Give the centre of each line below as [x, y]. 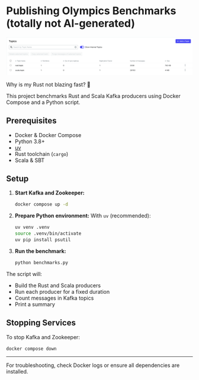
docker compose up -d [41, 204]
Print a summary [35, 304]
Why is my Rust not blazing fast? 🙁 [48, 85]
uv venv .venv [32, 228]
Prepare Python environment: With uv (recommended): [83, 216]
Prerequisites [31, 121]
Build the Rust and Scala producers [58, 285]
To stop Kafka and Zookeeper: [43, 337]
